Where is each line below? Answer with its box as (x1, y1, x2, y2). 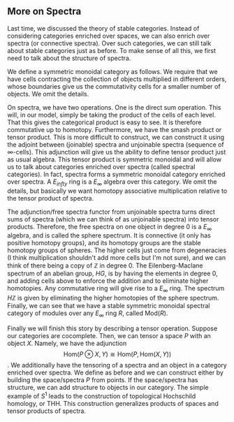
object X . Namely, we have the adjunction (7, 339, 127, 347)
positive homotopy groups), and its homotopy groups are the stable (7, 239, 201, 247)
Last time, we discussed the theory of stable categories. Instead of (7, 24, 200, 32)
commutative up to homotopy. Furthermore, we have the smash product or (7, 125, 222, 133)
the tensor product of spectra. (7, 194, 94, 202)
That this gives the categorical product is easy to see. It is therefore (7, 118, 202, 126)
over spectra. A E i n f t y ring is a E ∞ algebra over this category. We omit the (7, 177, 217, 187)
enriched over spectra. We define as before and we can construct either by (7, 368, 224, 377)
